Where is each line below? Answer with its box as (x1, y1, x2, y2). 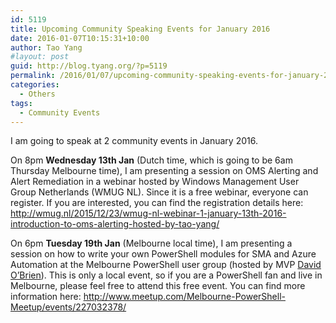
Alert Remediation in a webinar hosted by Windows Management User (10, 176, 300, 188)
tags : (10, 98, 33, 108)
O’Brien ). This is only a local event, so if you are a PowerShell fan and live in (10, 269, 323, 281)
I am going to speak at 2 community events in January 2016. (10, 135, 258, 147)
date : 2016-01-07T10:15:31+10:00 (10, 33, 150, 43)
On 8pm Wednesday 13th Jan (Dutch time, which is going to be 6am (10, 154, 293, 166)
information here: (10, 291, 82, 303)
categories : (10, 80, 60, 90)
